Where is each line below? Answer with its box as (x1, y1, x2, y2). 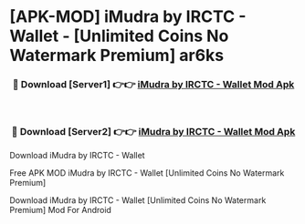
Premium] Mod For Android (9, 204, 112, 215)
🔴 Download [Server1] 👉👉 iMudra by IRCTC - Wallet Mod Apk (12, 78, 295, 91)
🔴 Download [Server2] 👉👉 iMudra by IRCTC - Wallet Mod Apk (11, 126, 296, 138)
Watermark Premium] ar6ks (9, 46, 225, 66)
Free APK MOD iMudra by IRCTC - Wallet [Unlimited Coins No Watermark (9, 167, 285, 178)
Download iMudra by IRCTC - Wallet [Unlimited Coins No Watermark (9, 194, 267, 206)
